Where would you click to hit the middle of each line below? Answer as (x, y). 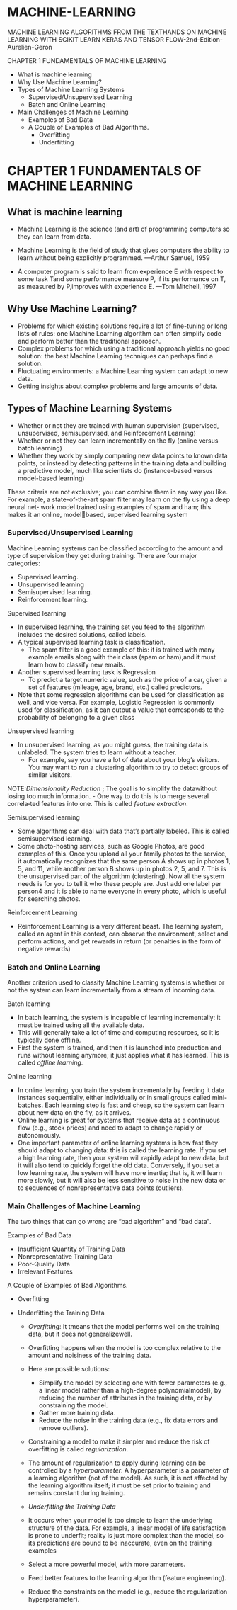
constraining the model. (73, 1405)
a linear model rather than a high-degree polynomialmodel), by (130, 1390)
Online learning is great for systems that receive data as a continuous (119, 1121)
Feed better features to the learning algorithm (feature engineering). (127, 1578)
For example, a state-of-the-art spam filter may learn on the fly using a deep (118, 499)
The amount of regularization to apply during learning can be (117, 1463)
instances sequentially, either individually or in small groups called (114, 1098)
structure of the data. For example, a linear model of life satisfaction (127, 1528)
